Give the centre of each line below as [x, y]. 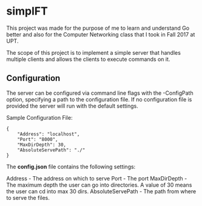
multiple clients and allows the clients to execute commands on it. [88, 59]
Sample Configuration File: [39, 117]
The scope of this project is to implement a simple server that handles [93, 52]
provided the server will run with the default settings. [72, 106]
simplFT [27, 11]
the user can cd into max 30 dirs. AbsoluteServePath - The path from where [101, 191]
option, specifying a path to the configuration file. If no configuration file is [99, 99]
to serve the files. [28, 197]
